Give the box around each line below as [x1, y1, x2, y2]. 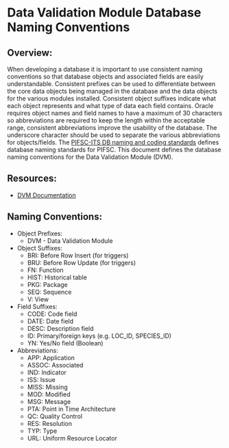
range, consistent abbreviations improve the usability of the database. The [7, 124, 217, 131]
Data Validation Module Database [7, 5, 202, 21]
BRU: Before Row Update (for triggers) [27, 258, 136, 266]
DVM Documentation [16, 191, 77, 199]
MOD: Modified [27, 390, 71, 398]
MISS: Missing [27, 383, 68, 391]
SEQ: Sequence [27, 288, 72, 296]
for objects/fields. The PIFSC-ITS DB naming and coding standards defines [7, 138, 219, 146]
